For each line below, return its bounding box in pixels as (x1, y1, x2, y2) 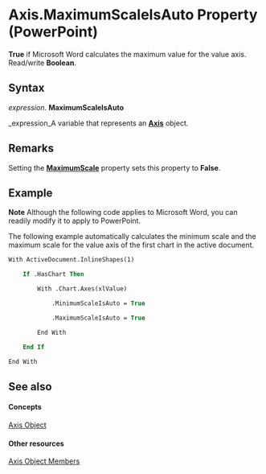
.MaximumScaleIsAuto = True (51, 314, 146, 322)
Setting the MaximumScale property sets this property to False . (8, 163, 221, 172)
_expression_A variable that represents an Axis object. (8, 118, 189, 128)
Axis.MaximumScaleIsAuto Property (8, 6, 258, 24)
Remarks (8, 142, 55, 155)
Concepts (8, 402, 42, 412)
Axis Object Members (8, 456, 80, 466)
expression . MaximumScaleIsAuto (8, 102, 125, 112)
